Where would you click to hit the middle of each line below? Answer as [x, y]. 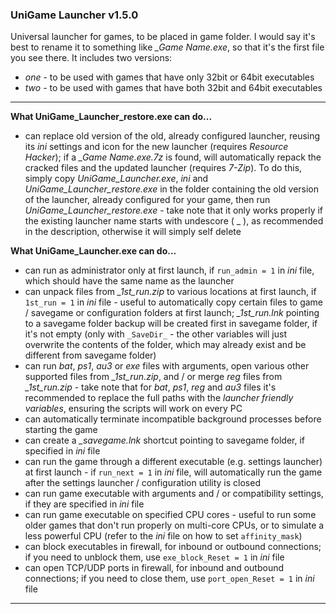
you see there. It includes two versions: [91, 58]
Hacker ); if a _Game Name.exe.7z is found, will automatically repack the [173, 157]
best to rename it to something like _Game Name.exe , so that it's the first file [167, 47]
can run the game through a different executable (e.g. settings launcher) [173, 462]
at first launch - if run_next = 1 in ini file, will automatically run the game [173, 472]
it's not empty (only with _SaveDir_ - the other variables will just [155, 334]
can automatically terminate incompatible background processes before [173, 419]
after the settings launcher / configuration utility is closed [142, 483]
